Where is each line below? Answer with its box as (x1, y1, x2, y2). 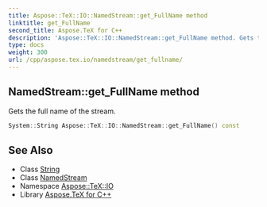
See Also (8, 144, 53, 157)
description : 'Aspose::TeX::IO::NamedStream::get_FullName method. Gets (8, 33, 254, 42)
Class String (19, 164, 60, 174)
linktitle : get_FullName (8, 19, 91, 27)
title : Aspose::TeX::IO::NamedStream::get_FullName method (8, 11, 208, 20)
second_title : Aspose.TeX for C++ (8, 26, 123, 34)
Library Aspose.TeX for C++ (19, 190, 112, 199)
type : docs (8, 41, 44, 49)
